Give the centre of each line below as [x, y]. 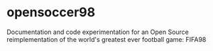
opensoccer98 [51, 12]
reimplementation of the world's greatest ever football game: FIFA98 [106, 39]
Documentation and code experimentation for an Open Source [98, 32]
